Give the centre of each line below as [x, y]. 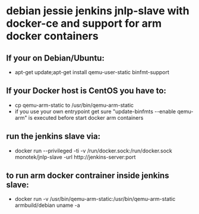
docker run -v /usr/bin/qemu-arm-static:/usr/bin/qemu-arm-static [95, 199]
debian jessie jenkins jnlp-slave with [98, 11]
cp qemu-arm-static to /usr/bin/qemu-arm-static [74, 105]
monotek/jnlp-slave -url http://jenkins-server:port [75, 157]
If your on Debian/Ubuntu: [56, 58]
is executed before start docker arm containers [86, 117]
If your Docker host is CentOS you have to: [86, 91]
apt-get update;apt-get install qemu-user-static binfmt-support [92, 72]
